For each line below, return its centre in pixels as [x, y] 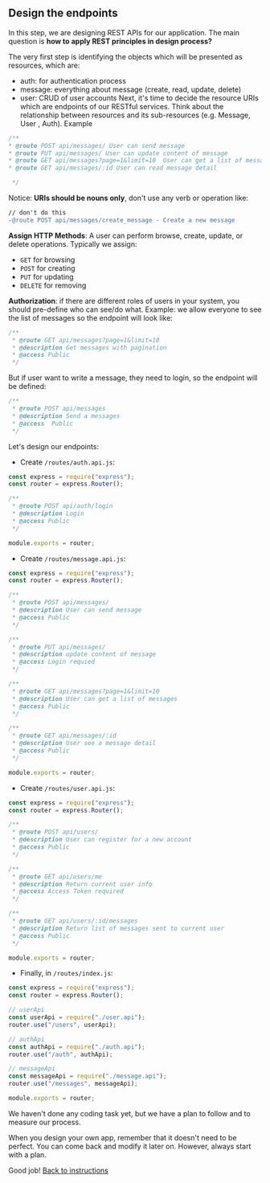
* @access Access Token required [68, 891]
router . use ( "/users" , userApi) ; [62, 1025]
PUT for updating [47, 276]
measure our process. [45, 1122]
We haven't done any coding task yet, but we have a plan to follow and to [129, 1113]
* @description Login [48, 514]
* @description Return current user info [82, 884]
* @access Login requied [53, 662]
